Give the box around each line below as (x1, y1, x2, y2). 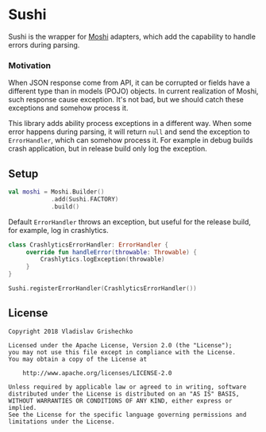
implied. (8, 403, 37, 411)
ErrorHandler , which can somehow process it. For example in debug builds (8, 136, 253, 145)
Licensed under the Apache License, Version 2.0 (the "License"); (8, 341, 233, 350)
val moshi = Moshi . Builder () (8, 188, 105, 196)
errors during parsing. (8, 40, 80, 49)
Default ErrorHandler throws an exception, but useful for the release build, (8, 216, 252, 227)
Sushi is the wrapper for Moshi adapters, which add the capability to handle (8, 32, 256, 41)
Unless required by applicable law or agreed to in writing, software (8, 383, 247, 391)
